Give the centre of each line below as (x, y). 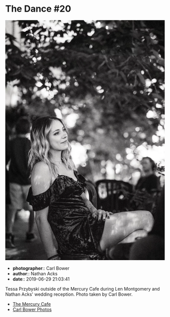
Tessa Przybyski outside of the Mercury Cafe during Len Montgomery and (83, 289)
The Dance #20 (38, 9)
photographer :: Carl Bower (41, 268)
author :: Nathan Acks (35, 273)
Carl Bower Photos (32, 309)
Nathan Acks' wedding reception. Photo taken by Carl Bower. (69, 294)
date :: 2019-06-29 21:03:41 (41, 279)
